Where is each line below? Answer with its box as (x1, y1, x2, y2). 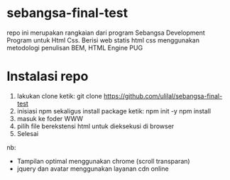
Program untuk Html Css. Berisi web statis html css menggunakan (6, 35, 200, 44)
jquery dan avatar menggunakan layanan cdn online (16, 164, 169, 173)
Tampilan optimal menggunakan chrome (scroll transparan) (16, 157, 190, 165)
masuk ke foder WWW (16, 114, 83, 123)
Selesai (16, 129, 39, 137)
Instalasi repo (6, 69, 89, 84)
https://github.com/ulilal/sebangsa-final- (103, 91, 223, 100)
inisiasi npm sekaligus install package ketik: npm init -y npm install (16, 106, 211, 115)
